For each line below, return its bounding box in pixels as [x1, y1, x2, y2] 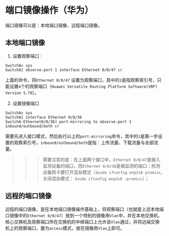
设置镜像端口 [12, 100, 39, 106]
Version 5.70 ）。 [5, 89, 39, 96]
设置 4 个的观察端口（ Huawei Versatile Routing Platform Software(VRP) [9, 83, 157, 89]
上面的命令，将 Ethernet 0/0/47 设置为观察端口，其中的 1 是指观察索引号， [5, 77, 157, 83]
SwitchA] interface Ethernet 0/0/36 [5, 115, 82, 120]
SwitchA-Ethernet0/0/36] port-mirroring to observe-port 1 [5, 119, 132, 124]
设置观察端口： [12, 53, 44, 59]
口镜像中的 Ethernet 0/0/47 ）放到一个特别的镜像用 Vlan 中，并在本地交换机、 [5, 212, 163, 218]
